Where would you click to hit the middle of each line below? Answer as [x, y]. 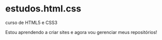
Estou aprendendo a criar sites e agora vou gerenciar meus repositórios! [81, 32]
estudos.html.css [43, 9]
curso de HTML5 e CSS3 [31, 22]
